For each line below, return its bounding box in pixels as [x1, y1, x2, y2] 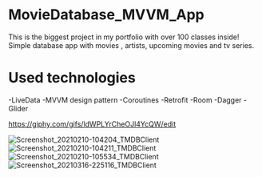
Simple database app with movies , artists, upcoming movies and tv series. [8, 40, 254, 50]
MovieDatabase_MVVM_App [8, 6, 205, 24]
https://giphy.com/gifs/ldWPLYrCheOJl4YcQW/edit [8, 119, 177, 129]
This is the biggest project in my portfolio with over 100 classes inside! [8, 32, 240, 42]
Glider [8, 103, 29, 113]
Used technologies [8, 69, 136, 87]
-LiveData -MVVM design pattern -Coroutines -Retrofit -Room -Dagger [8, 95, 242, 105]
